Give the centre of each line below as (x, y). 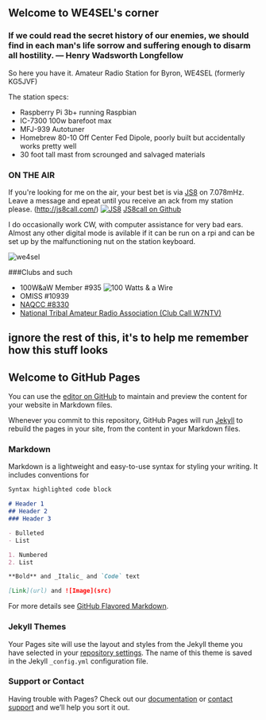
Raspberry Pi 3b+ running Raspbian (78, 112)
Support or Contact (46, 681)
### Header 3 (30, 519)
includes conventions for (49, 475)
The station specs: (39, 97)
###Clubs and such (40, 272)
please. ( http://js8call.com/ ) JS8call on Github (94, 209)
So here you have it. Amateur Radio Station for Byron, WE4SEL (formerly (127, 73)
